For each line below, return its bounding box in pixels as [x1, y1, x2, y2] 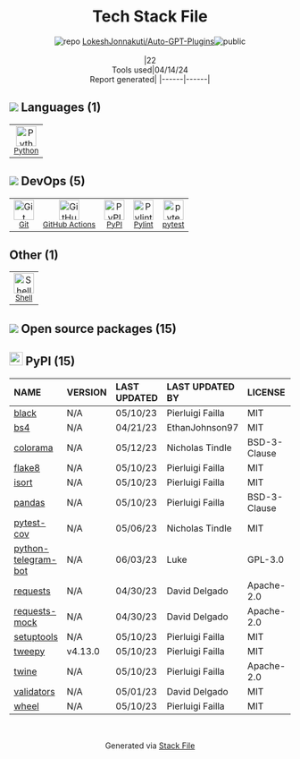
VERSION [66, 386, 107, 398]
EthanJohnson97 [166, 421, 239, 433]
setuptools [13, 630, 58, 643]
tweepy [13, 644, 46, 657]
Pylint [133, 219, 154, 229]
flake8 [13, 461, 40, 473]
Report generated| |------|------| [89, 73, 211, 84]
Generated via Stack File [104, 740, 196, 751]
